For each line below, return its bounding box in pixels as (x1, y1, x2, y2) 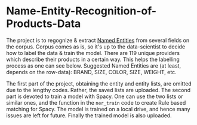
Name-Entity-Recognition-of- (6, 4, 157, 18)
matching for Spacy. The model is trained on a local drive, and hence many (6, 105, 190, 112)
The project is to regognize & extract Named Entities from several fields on (6, 36, 190, 44)
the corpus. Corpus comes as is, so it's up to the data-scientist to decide (6, 43, 186, 50)
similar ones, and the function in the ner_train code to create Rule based (6, 99, 186, 106)
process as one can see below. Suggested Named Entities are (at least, (6, 62, 181, 69)
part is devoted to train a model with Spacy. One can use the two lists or (6, 93, 183, 100)
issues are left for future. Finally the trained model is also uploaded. (6, 112, 172, 119)
